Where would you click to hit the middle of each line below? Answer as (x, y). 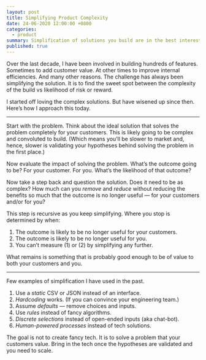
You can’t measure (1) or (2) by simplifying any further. (84, 245)
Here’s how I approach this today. (48, 108)
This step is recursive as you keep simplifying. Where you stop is (88, 213)
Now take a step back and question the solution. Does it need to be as (95, 182)
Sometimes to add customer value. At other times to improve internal (93, 70)
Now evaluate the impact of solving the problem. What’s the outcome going (102, 164)
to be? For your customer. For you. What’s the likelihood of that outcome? (99, 170)
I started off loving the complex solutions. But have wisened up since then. (101, 101)
